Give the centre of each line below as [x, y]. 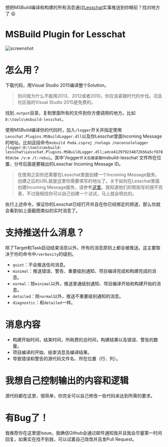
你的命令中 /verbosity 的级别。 [45, 254]
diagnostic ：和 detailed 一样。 [44, 302]
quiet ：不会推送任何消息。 [40, 265]
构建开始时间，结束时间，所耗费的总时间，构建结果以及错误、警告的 [83, 340]
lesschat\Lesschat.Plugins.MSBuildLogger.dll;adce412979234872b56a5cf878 [84, 152]
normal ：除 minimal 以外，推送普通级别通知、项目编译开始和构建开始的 [85, 283]
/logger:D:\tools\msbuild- [33, 148]
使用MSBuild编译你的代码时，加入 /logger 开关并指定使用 [64, 130]
